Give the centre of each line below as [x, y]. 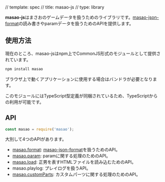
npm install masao [24, 69]
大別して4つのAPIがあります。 [36, 139]
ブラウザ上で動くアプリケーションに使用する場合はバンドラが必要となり [79, 79]
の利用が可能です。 [25, 102]
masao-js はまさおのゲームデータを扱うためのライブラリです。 [69, 17]
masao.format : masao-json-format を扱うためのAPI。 [66, 150]
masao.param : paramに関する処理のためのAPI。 [61, 156]
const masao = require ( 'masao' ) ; [40, 129]
